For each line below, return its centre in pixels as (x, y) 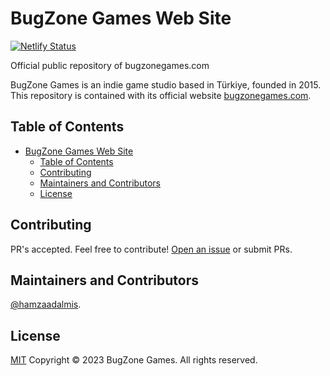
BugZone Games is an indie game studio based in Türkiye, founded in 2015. (166, 84)
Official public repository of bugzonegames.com (110, 65)
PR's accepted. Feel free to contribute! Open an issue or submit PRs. (151, 249)
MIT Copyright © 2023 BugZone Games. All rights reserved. (134, 360)
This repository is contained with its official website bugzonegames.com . (161, 95)
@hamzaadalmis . (46, 304)
